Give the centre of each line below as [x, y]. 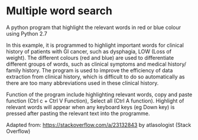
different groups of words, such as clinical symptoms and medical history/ [96, 64]
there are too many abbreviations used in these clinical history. [82, 83]
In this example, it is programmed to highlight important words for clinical [95, 45]
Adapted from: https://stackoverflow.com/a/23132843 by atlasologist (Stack [99, 125]
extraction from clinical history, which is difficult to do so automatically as [95, 77]
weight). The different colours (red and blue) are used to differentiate [90, 58]
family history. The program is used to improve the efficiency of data [90, 70]
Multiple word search [59, 11]
